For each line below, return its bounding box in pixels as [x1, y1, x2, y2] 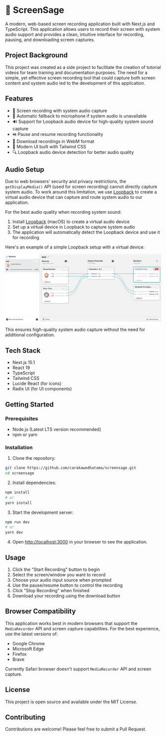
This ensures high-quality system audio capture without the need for [5, 327, 145, 333]
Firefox [12, 651, 27, 657]
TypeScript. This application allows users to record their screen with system [5, 26, 160, 32]
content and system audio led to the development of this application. [5, 80, 145, 86]
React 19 [12, 365, 30, 371]
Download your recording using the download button [12, 593, 120, 599]
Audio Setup [5, 165, 45, 174]
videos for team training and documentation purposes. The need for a [5, 69, 148, 75]
